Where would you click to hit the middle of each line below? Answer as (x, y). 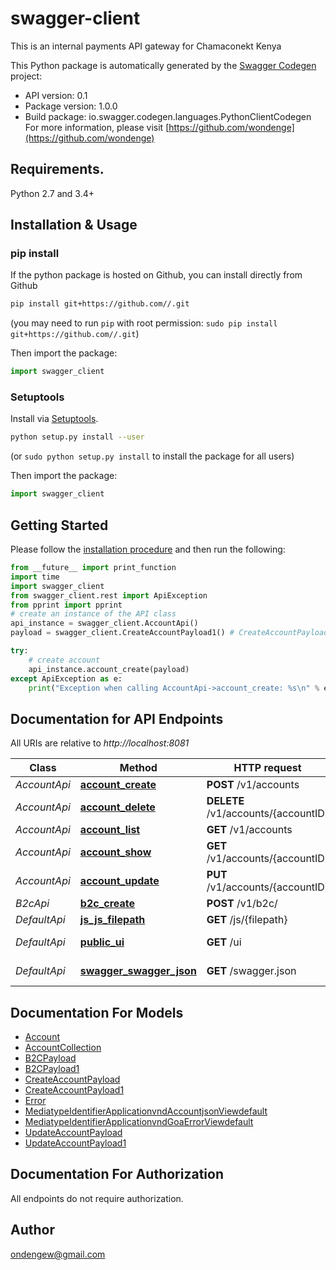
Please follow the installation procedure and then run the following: (148, 549)
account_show (115, 852)
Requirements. (57, 169)
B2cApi (32, 904)
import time (35, 577)
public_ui (102, 942)
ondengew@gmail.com (58, 1254)
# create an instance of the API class (93, 614)
